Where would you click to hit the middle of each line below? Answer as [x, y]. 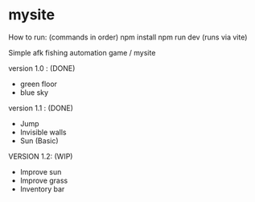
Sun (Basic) [39, 140]
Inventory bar [42, 189]
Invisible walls [43, 132]
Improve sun [41, 171]
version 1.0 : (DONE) [42, 68]
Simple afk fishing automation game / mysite [82, 52]
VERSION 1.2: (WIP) [41, 156]
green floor [39, 84]
